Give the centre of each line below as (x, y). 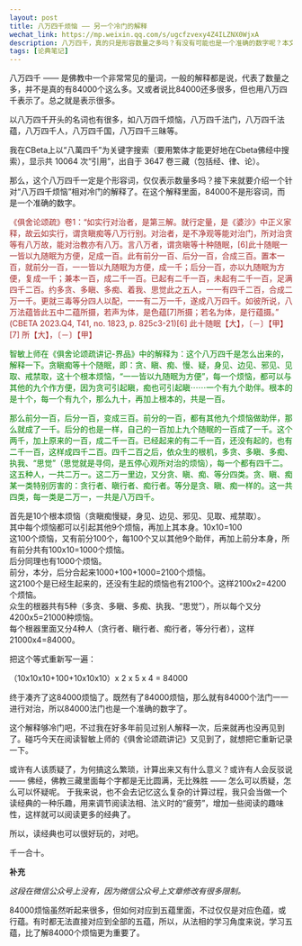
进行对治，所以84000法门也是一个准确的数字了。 (101, 709)
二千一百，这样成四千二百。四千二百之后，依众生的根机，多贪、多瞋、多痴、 (151, 452)
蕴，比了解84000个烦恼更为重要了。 (77, 932)
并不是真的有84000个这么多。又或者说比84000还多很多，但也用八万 (152, 89)
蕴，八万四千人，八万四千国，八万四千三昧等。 (96, 131)
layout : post (34, 18)
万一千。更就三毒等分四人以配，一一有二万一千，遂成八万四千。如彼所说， (147, 301)
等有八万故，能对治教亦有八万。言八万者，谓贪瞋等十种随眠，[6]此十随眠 (145, 245)
